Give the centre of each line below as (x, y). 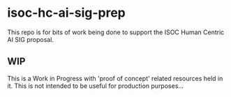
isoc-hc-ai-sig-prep (66, 13)
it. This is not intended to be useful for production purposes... (95, 86)
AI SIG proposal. (31, 39)
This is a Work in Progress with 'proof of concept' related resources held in (115, 78)
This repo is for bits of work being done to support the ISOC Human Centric (116, 32)
